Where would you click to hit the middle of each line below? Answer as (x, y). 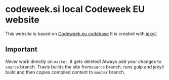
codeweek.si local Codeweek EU (75, 9)
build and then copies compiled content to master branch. (65, 72)
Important (21, 49)
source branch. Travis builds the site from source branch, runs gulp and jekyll (85, 66)
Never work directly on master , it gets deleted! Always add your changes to (83, 61)
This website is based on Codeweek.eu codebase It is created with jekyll (81, 33)
